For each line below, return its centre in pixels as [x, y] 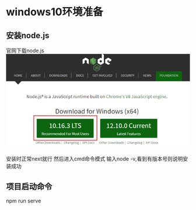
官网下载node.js [25, 51]
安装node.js [28, 35]
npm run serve [24, 201]
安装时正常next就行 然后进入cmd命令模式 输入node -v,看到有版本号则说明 [94, 159]
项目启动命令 [29, 186]
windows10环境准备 [55, 12]
